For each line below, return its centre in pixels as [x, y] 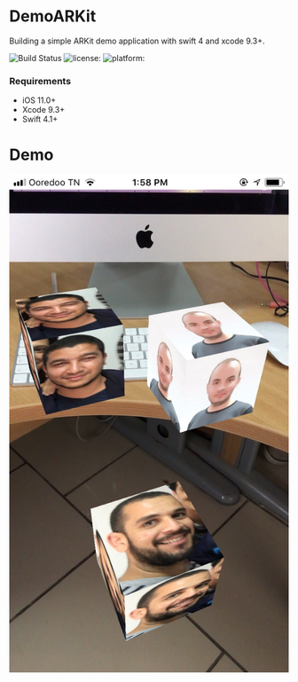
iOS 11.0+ [39, 100]
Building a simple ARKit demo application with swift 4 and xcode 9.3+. [137, 41]
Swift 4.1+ [40, 119]
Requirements [40, 81]
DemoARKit [53, 16]
